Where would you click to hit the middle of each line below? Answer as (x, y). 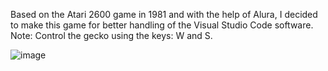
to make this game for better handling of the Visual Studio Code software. (162, 25)
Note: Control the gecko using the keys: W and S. (111, 35)
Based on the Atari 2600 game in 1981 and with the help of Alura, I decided (164, 14)
